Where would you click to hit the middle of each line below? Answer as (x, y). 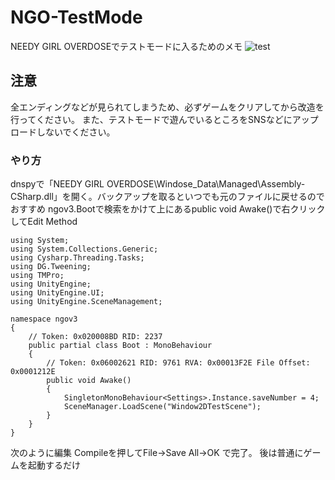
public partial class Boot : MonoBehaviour (120, 346)
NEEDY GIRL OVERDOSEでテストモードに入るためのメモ (126, 46)
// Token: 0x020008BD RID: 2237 (95, 337)
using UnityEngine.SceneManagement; (86, 302)
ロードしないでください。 (63, 132)
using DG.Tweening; (51, 267)
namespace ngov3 (44, 319)
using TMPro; (37, 276)
